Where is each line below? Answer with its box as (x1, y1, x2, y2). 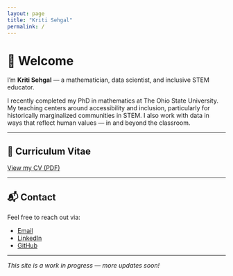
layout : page (7, 10, 45, 17)
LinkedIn (17, 234, 42, 242)
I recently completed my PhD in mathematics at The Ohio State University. (7, 96, 218, 105)
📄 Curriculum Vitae (7, 145, 92, 157)
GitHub (17, 241, 38, 250)
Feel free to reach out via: (7, 213, 81, 221)
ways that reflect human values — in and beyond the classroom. (7, 119, 191, 127)
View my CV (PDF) (7, 164, 60, 172)
